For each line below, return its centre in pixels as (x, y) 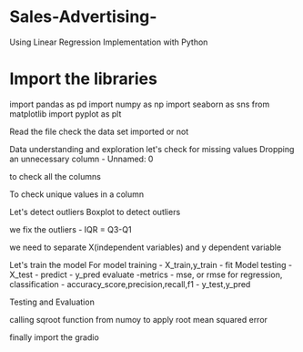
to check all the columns (56, 176)
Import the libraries (83, 79)
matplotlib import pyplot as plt (66, 114)
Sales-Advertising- (83, 17)
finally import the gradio (55, 337)
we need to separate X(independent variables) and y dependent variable (146, 247)
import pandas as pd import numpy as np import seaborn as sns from (140, 104)
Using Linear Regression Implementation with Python (109, 42)
